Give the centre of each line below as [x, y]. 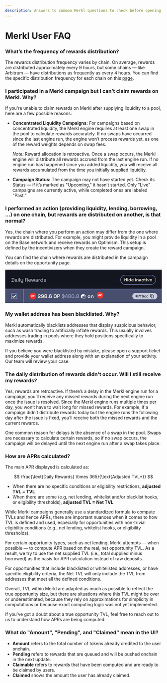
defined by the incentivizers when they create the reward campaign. [75, 247]
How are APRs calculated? [38, 456]
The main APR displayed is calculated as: [47, 467]
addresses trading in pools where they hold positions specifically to [74, 336]
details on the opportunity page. [38, 262]
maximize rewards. [24, 341]
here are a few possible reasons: [39, 114]
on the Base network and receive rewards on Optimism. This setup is [76, 242]
